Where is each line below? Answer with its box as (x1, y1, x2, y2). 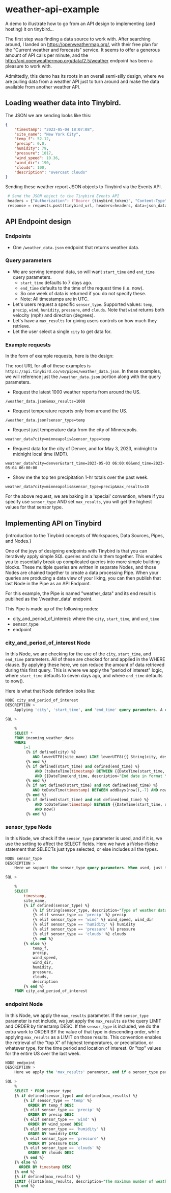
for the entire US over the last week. (5, 1050, 81, 1056)
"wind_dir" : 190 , (14, 160, 51, 165)
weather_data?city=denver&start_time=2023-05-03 (5, 461, 110, 466)
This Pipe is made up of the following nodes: (5, 605, 99, 612)
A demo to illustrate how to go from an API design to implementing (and (5, 20, 155, 27)
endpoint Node (5, 1001, 43, 1008)
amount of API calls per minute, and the (5, 52, 88, 58)
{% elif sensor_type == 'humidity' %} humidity (32, 922, 136, 927)
